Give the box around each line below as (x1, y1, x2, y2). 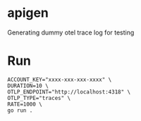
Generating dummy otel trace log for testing (7, 28, 135, 37)
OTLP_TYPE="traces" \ (7, 94, 71, 101)
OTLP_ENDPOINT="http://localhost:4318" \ (7, 88, 131, 96)
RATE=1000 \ (7, 101, 42, 108)
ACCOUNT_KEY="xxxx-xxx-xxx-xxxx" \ (7, 76, 112, 83)
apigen (7, 5, 49, 21)
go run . (7, 107, 33, 114)
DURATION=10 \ (7, 82, 49, 89)
